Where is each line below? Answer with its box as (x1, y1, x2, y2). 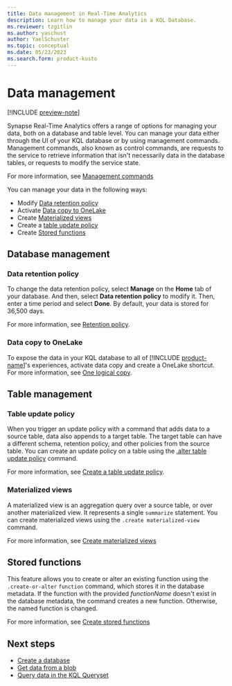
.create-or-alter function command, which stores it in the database (7, 582, 204, 590)
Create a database (17, 656, 71, 664)
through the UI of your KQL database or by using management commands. (7, 136, 220, 144)
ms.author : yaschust (7, 29, 67, 37)
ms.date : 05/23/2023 (7, 49, 67, 56)
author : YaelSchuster (7, 36, 70, 43)
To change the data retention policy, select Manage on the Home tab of (7, 285, 212, 293)
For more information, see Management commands (7, 171, 154, 180)
